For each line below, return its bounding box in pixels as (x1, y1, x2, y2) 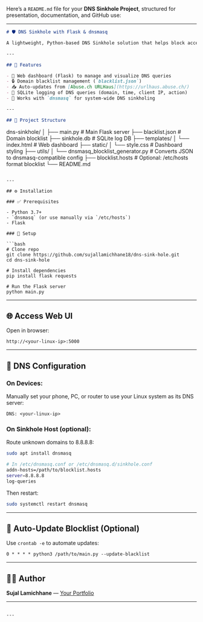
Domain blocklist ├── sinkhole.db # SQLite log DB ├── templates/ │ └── (6, 135, 190, 142)
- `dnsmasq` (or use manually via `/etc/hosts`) (6, 215, 131, 221)
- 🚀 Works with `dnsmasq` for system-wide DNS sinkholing (6, 95, 155, 101)
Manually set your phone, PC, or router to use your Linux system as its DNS (6, 393, 194, 400)
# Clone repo (6, 246, 39, 252)
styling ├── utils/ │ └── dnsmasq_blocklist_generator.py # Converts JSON (6, 147, 193, 155)
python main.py (6, 289, 45, 295)
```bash (6, 241, 26, 247)
